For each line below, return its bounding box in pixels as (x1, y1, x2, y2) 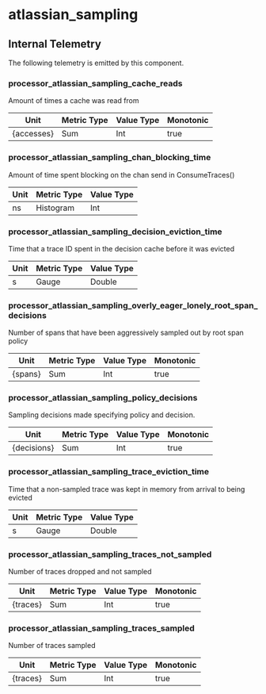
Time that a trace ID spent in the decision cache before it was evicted (8, 243, 235, 253)
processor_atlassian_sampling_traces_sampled (8, 623, 196, 634)
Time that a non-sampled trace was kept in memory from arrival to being (8, 484, 245, 493)
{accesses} (12, 128, 54, 140)
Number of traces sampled (8, 641, 96, 650)
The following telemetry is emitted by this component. (8, 58, 184, 67)
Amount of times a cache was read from (8, 96, 140, 105)
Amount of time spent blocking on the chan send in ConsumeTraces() (8, 170, 235, 179)
